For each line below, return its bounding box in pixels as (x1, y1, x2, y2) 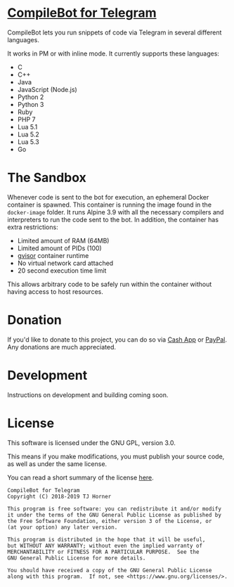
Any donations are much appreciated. (7, 342, 117, 351)
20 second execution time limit (17, 266, 107, 275)
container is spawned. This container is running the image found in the (7, 200, 212, 209)
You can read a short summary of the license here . (7, 473, 155, 482)
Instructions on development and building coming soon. (7, 390, 169, 399)
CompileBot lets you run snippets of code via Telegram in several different (7, 28, 222, 37)
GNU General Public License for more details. (7, 554, 146, 562)
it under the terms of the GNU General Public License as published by (7, 511, 221, 518)
